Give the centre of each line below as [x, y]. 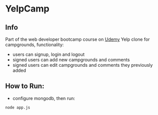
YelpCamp [27, 9]
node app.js [18, 107]
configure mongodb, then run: [44, 98]
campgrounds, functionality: [35, 45]
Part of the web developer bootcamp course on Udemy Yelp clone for [77, 39]
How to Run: [25, 86]
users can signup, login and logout [48, 54]
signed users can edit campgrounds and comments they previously [83, 65]
